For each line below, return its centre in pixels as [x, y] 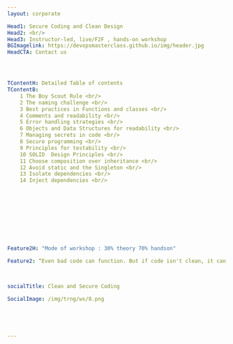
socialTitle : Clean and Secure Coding [63, 286]
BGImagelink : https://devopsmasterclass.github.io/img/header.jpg [106, 46]
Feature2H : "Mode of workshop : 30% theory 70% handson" [92, 248]
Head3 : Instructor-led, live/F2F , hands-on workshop [87, 39]
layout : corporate [34, 14]
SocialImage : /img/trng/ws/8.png [56, 299]
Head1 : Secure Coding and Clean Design [65, 26]
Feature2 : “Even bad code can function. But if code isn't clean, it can [117, 261]
